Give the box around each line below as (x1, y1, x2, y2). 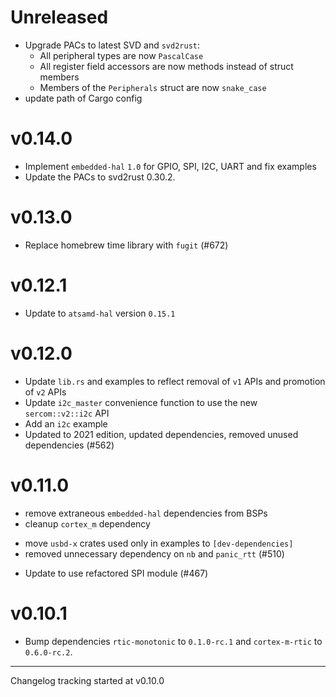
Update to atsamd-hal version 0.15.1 (24, 307, 176, 319)
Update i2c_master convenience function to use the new (24, 396, 258, 408)
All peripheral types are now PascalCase (39, 49, 204, 61)
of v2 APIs (24, 386, 67, 398)
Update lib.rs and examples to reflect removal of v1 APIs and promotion (24, 375, 326, 387)
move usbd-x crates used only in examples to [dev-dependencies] (24, 537, 294, 549)
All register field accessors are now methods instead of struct (39, 60, 294, 72)
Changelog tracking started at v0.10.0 (10, 674, 165, 686)
